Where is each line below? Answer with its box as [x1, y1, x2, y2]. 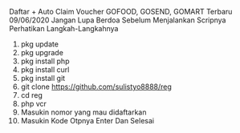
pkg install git [20, 74, 66, 83]
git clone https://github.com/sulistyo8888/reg [20, 82, 172, 91]
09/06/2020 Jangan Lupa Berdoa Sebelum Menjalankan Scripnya [9, 15, 226, 25]
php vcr [20, 99, 47, 108]
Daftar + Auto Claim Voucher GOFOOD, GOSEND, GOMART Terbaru [9, 7, 233, 16]
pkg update [20, 39, 59, 49]
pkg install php [20, 56, 70, 66]
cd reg [20, 91, 43, 99]
